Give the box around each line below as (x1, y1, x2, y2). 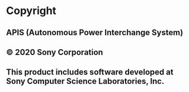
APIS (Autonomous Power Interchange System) (6, 28, 184, 38)
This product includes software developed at (6, 67, 174, 77)
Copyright (6, 4, 57, 18)
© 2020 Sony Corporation (6, 47, 103, 57)
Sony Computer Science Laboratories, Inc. (6, 76, 164, 86)
